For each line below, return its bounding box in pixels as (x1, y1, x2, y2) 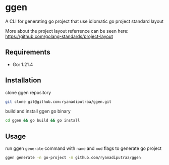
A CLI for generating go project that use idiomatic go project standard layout (5, 18, 164, 24)
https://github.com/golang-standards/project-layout (5, 33, 114, 39)
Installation (5, 76, 41, 85)
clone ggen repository (5, 89, 51, 95)
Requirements (5, 48, 50, 57)
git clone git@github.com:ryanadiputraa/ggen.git (5, 99, 112, 104)
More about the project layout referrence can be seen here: (5, 28, 129, 34)
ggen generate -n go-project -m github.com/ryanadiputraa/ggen (5, 155, 141, 160)
